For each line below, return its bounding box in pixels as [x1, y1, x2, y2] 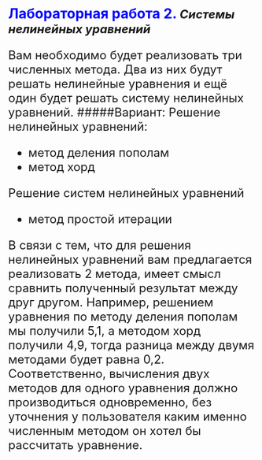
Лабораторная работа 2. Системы [8, 5, 235, 23]
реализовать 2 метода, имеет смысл [8, 266, 222, 282]
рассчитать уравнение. [8, 438, 143, 453]
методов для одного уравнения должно [8, 380, 238, 396]
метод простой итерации [28, 212, 173, 227]
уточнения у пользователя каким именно [8, 409, 248, 425]
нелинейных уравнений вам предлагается [8, 252, 253, 268]
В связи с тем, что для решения [8, 238, 191, 253]
